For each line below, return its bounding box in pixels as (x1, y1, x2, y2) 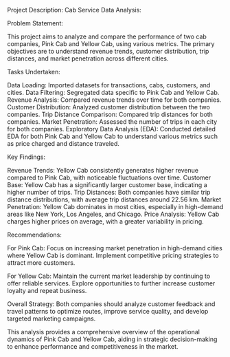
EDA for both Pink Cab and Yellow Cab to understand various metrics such (7, 132, 218, 140)
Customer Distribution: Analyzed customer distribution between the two (7, 103, 211, 111)
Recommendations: (7, 230, 62, 239)
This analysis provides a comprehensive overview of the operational (7, 328, 200, 336)
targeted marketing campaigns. (7, 314, 96, 323)
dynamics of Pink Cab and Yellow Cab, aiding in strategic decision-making (7, 335, 218, 343)
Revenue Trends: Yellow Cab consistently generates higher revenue (7, 166, 199, 174)
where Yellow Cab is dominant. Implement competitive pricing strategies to (7, 251, 219, 259)
